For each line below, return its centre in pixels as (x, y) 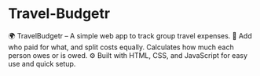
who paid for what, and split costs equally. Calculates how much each (121, 47)
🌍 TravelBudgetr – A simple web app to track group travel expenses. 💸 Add (130, 35)
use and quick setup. (42, 63)
